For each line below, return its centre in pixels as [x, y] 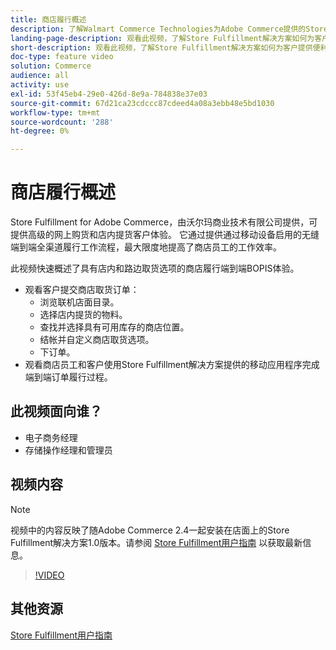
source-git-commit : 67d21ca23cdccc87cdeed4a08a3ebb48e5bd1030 [142, 103]
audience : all [40, 76]
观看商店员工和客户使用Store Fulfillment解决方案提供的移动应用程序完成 [172, 365]
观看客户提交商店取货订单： [82, 290]
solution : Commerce [51, 66]
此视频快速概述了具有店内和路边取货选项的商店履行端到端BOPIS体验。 [155, 268]
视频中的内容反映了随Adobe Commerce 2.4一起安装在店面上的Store [150, 530]
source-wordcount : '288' [62, 122]
